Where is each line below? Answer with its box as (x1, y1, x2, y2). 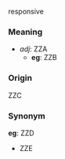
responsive (8, 7, 45, 16)
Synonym (8, 110, 45, 121)
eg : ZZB (31, 53, 57, 62)
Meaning (8, 26, 43, 37)
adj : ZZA (19, 44, 48, 54)
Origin (8, 73, 33, 84)
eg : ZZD (8, 128, 34, 138)
